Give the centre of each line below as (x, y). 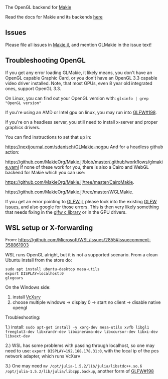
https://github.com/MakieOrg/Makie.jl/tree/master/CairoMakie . (70, 182)
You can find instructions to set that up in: (48, 137)
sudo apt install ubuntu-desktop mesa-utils (52, 269)
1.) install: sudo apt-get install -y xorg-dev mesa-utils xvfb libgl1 (77, 327)
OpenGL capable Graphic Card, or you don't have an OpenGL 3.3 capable (81, 78)
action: (12, 152)
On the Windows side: (28, 287)
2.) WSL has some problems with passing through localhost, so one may (80, 345)
